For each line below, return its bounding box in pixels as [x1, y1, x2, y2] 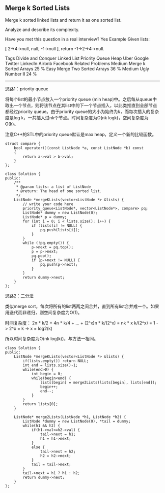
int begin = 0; [31, 371, 63, 376]
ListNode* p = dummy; [23, 214, 67, 219]
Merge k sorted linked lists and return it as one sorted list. [5, 17, 122, 23]
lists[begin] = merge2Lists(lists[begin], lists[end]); [40, 380, 157, 385]
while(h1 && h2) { [23, 423, 60, 428]
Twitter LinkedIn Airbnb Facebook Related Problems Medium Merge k [5, 60, 146, 66]
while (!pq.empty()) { [23, 240, 69, 246]
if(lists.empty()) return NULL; [23, 358, 89, 363]
